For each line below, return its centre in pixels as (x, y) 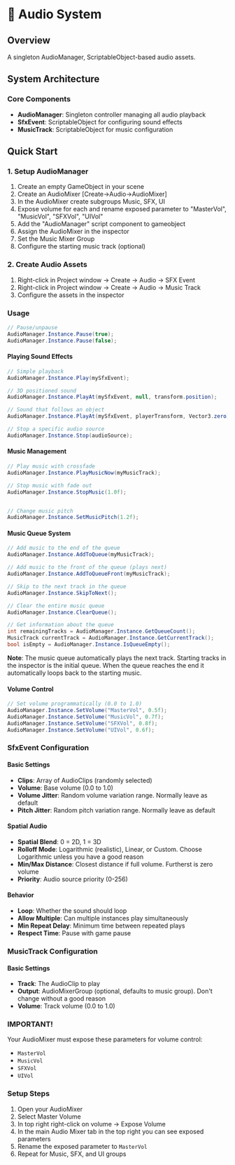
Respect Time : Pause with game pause (74, 933)
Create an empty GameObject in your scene (81, 187)
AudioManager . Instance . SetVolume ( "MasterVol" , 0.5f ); (87, 711)
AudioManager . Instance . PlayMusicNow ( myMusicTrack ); (84, 473)
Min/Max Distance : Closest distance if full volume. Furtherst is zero (115, 864)
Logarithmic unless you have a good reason (80, 857)
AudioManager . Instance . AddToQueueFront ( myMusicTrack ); (89, 574)
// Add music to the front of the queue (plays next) (87, 567)
